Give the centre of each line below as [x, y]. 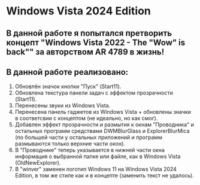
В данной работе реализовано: [67, 72]
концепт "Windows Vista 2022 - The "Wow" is [96, 42]
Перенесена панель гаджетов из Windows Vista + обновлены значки [103, 112]
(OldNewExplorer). [38, 163]
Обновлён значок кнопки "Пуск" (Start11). [68, 87]
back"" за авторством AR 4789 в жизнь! [85, 52]
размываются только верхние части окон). [70, 144]
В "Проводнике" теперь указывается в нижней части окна [90, 150]
